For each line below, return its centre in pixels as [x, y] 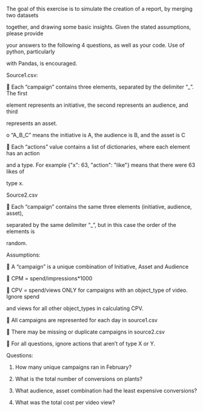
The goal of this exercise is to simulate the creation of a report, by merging [99, 9]
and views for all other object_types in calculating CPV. [75, 308]
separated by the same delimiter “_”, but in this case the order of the [92, 225]
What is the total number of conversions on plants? [78, 379]
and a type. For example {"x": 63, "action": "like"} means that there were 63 [101, 165]
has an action [23, 153]
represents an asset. [32, 123]
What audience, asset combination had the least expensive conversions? [106, 390]
